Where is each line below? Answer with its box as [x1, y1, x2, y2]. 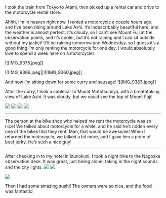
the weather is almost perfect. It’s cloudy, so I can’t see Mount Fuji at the [5, 30, 153, 35]
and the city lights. [5, 165, 43, 170]
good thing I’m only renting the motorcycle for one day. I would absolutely [5, 45, 155, 51]
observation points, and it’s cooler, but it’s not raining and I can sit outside [5, 34, 155, 40]
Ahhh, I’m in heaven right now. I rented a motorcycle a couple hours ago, [5, 19, 153, 25]
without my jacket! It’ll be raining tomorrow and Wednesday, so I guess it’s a [5, 40, 160, 46]
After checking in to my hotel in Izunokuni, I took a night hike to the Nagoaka [5, 153, 161, 159]
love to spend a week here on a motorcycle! [5, 50, 94, 56]
